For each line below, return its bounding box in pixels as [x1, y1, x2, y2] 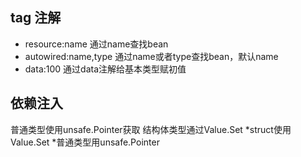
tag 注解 [10, 9, 62, 27]
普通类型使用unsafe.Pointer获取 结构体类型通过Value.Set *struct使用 [10, 123, 292, 135]
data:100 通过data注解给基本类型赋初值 [24, 63, 187, 75]
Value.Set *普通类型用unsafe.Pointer [10, 136, 160, 148]
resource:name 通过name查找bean [24, 38, 169, 50]
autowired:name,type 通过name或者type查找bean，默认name [24, 50, 279, 62]
